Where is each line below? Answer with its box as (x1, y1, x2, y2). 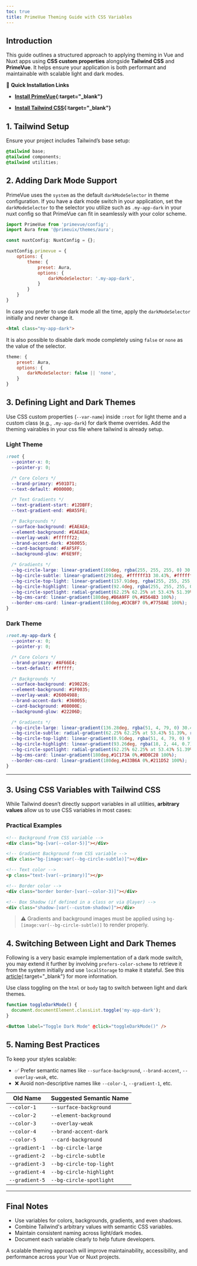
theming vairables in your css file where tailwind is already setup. (6, 425, 164, 432)
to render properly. (103, 921, 149, 928)
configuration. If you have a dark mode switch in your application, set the (6, 198, 183, 205)
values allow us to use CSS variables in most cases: (6, 807, 132, 814)
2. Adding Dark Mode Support (6, 176, 117, 186)
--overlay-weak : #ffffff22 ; (11, 535, 80, 541)
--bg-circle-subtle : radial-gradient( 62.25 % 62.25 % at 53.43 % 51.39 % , (11, 730, 188, 736)
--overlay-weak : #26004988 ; (11, 692, 80, 698)
